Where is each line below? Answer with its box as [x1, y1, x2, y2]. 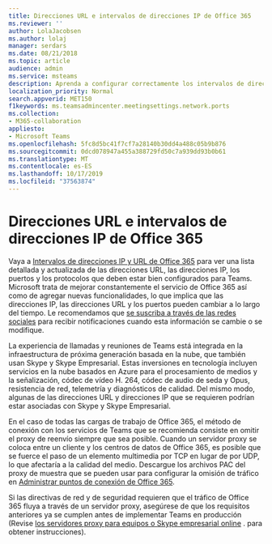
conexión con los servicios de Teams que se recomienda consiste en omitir [8, 425, 260, 435]
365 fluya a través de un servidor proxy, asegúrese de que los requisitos [8, 501, 250, 511]
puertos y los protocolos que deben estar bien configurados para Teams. [8, 273, 253, 283]
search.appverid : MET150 [8, 95, 92, 103]
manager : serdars [8, 42, 67, 50]
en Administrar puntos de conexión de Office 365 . [8, 477, 176, 487]
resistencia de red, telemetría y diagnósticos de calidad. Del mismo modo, [8, 384, 255, 393]
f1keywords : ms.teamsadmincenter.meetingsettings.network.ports [8, 102, 230, 110]
